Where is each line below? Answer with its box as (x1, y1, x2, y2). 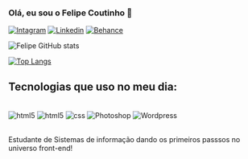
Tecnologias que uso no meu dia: (8, 79, 177, 93)
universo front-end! (8, 143, 73, 153)
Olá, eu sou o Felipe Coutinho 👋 (8, 7, 133, 18)
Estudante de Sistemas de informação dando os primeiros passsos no (8, 134, 241, 144)
